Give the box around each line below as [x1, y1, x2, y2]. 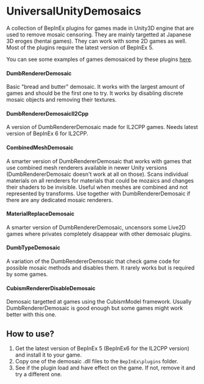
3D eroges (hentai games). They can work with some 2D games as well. [6, 37, 187, 44]
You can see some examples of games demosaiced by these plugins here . [6, 55, 193, 63]
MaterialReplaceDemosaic [6, 210, 75, 217]
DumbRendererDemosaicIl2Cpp [6, 110, 89, 117]
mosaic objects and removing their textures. [6, 96, 117, 103]
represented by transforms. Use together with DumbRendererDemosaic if [6, 190, 191, 197]
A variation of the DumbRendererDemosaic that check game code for [6, 257, 180, 265]
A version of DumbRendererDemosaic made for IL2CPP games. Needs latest [6, 124, 199, 131]
